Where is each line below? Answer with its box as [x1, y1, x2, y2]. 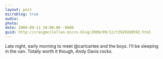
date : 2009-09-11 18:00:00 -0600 [5, 25, 74, 30]
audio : [5, 16, 19, 21]
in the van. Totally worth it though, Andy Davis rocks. [5, 48, 113, 54]
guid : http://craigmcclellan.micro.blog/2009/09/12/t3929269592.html [5, 30, 152, 35]
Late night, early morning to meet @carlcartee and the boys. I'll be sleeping [5, 43, 159, 49]
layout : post [5, 7, 32, 12]
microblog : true [5, 12, 39, 17]
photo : [5, 20, 19, 26]
